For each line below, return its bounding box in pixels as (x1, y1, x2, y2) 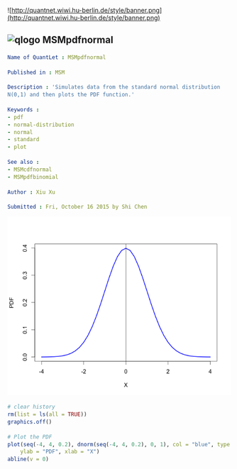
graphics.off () (7, 418, 53, 425)
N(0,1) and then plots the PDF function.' (7, 92, 135, 99)
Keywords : (7, 106, 40, 113)
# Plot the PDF (7, 433, 53, 441)
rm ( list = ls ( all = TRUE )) (7, 411, 87, 418)
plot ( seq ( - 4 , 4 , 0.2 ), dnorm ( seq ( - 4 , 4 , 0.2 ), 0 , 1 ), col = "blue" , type (7, 441, 231, 448)
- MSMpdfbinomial (7, 173, 59, 180)
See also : (7, 159, 40, 166)
